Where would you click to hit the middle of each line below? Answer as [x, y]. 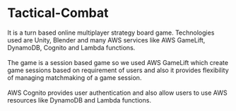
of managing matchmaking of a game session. [75, 77]
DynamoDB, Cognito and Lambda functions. [71, 47]
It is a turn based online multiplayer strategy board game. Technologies [111, 33]
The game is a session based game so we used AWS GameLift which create [118, 62]
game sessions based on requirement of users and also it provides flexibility [118, 70]
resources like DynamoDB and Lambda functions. [79, 100]
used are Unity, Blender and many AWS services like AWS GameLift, [106, 40]
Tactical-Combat [58, 13]
